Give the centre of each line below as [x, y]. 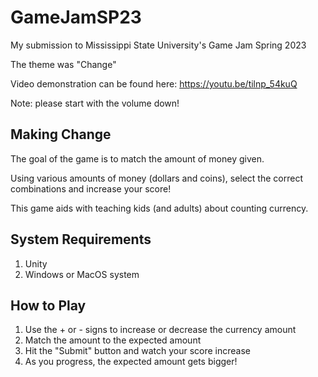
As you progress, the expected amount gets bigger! [131, 362]
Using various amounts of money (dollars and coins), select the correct [156, 178]
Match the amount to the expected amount [113, 340]
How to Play [48, 305]
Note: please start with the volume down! [95, 103]
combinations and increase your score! [91, 188]
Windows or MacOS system [82, 274]
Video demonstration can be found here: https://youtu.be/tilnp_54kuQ [154, 83]
